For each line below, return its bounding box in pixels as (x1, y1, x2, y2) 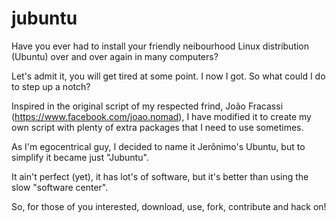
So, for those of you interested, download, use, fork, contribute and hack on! (11, 200, 327, 212)
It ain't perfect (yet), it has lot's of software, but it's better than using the (11, 170, 309, 182)
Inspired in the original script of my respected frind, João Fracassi (11, 100, 284, 112)
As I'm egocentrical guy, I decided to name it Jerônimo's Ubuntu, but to (11, 140, 306, 152)
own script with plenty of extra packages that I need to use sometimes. (11, 121, 304, 133)
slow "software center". (11, 181, 109, 193)
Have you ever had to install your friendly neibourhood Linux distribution (11, 40, 310, 52)
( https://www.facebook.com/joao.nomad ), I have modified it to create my (11, 110, 312, 122)
